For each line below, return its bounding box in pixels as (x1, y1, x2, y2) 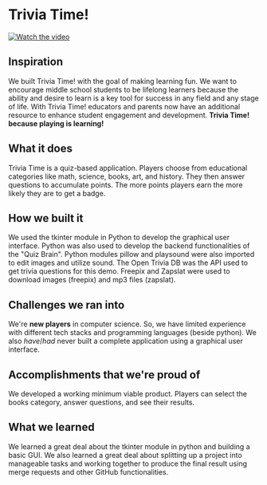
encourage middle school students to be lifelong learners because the (8, 85, 239, 94)
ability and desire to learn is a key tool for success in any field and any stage (8, 93, 259, 103)
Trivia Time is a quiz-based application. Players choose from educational (8, 163, 248, 172)
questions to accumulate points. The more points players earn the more (8, 179, 243, 189)
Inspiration (8, 55, 64, 69)
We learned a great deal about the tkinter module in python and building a (8, 441, 250, 451)
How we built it (8, 211, 84, 225)
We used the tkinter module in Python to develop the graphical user (8, 233, 230, 242)
